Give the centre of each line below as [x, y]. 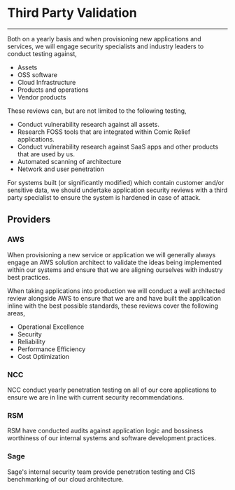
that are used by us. [46, 154]
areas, [16, 313]
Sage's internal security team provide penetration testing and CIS [101, 472]
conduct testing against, [42, 53]
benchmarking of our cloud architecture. [65, 479]
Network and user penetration [61, 169]
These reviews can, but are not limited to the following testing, [97, 111]
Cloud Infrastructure [47, 82]
